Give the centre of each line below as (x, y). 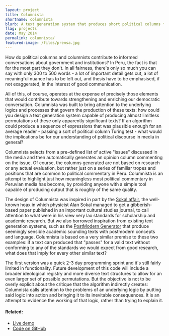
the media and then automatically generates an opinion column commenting (84, 157)
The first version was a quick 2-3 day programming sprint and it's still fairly (83, 263)
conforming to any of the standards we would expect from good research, (82, 248)
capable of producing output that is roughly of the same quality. (71, 189)
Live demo (23, 323)
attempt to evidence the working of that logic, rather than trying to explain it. (84, 300)
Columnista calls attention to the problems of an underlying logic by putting (83, 290)
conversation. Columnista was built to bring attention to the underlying (78, 105)
